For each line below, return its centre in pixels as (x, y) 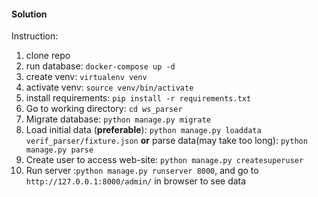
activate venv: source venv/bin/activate (109, 87)
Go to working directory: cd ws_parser (104, 109)
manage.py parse (59, 150)
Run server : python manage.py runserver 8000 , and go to (142, 171)
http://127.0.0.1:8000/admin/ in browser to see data (136, 181)
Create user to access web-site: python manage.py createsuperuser (164, 160)
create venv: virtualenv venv (86, 77)
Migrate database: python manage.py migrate (118, 119)
